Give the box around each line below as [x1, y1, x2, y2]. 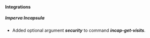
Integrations [5, 4, 31, 10]
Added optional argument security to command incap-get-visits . [12, 27, 146, 33]
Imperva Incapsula [5, 15, 45, 21]
